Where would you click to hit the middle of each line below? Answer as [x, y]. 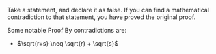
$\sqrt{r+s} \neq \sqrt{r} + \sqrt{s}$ [67, 43]
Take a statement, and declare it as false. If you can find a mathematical [108, 10]
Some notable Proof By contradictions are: [67, 30]
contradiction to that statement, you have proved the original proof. [102, 17]
